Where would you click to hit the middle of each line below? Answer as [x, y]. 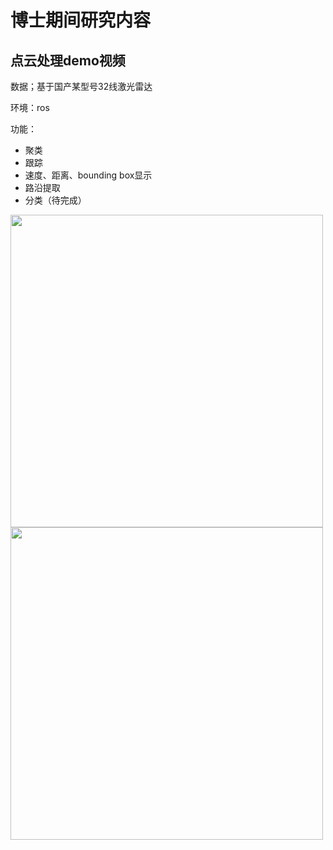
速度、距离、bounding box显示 [88, 175]
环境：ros [30, 107]
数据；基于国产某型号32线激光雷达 [81, 86]
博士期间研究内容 [81, 20]
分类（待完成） [55, 200]
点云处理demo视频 [68, 60]
